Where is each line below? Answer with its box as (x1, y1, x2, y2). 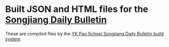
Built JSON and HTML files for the (5, 3, 148, 15)
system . (5, 36, 22, 42)
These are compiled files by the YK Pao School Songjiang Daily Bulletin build (5, 30, 164, 36)
